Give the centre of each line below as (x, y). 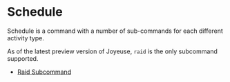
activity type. (26, 38)
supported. (23, 58)
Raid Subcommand (44, 72)
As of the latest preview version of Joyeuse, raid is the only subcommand (112, 51)
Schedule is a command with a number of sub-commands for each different (115, 31)
